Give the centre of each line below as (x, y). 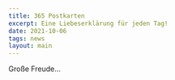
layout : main (30, 46)
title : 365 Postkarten (47, 16)
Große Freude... (34, 69)
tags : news (27, 38)
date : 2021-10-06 (38, 31)
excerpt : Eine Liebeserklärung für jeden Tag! (88, 23)
